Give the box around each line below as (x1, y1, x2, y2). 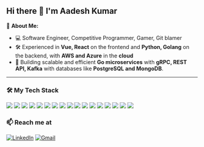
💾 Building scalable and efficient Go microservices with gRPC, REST (15, 58, 187, 65)
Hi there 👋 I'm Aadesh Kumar (6, 6, 117, 16)
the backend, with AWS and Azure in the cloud (15, 52, 134, 59)
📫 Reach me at (6, 119, 52, 127)
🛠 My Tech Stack (6, 86, 59, 94)
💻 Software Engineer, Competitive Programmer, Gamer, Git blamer (15, 34, 182, 41)
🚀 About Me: (6, 22, 39, 29)
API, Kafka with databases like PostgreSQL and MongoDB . (15, 65, 164, 72)
